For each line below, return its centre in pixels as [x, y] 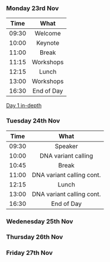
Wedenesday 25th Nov [40, 221]
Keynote [48, 43]
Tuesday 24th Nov [33, 121]
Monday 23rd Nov [33, 8]
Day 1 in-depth [24, 106]
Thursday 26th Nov [35, 237]
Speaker [66, 146]
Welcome [48, 34]
